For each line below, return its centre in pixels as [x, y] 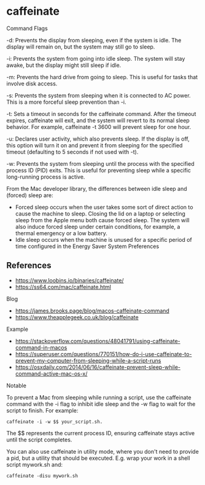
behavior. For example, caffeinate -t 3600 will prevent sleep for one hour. [99, 126]
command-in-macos [41, 347]
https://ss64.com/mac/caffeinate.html [63, 287]
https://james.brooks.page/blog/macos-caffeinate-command [92, 311]
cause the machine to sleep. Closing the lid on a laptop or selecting [100, 214]
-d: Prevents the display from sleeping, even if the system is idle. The [94, 40]
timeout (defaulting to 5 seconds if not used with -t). [72, 152]
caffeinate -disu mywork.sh [42, 476]
